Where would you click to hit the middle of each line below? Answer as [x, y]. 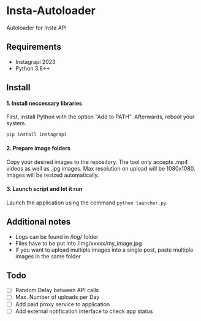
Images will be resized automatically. [53, 175]
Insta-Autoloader [51, 11]
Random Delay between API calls [57, 290]
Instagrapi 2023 [35, 61]
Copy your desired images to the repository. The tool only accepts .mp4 [97, 162]
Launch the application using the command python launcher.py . [87, 203]
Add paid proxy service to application [63, 304]
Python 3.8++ [32, 68]
